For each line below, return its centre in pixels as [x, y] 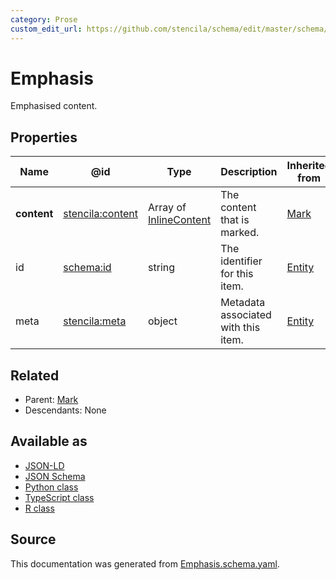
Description [249, 172]
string [162, 268]
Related [35, 375]
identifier [241, 261]
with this [240, 328]
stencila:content [101, 214]
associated [246, 315]
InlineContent [180, 220]
